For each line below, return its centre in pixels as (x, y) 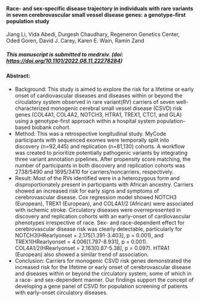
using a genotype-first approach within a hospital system (85, 121)
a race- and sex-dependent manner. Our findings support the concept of (104, 280)
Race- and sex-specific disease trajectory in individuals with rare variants (100, 8)
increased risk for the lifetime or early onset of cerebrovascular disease (103, 267)
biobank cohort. (51, 127)
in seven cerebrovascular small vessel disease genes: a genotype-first (96, 14)
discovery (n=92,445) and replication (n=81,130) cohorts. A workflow (100, 146)
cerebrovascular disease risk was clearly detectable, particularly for (99, 229)
